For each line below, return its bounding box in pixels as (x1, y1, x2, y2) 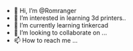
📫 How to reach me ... (13, 37, 78, 44)
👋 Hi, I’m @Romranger (13, 7, 77, 14)
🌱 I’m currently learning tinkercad (13, 21, 109, 29)
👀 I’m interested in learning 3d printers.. (13, 14, 126, 22)
